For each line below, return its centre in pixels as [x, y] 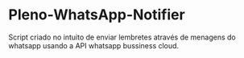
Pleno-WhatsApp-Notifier [97, 15]
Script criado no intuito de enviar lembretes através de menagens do [122, 37]
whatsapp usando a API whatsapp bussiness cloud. [94, 45]
